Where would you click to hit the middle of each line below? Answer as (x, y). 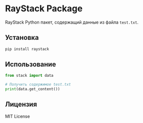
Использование (31, 64)
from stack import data (29, 76)
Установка (22, 38)
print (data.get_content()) (33, 89)
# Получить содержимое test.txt (38, 85)
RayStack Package (44, 9)
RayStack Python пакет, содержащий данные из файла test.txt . (72, 22)
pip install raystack (27, 49)
